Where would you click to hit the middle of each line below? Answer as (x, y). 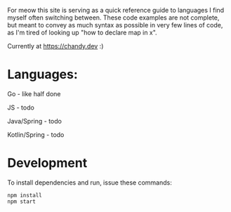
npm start (22, 201)
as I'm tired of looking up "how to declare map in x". (82, 32)
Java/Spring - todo (34, 121)
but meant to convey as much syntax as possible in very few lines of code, (115, 25)
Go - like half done (34, 93)
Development (47, 163)
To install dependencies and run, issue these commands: (90, 183)
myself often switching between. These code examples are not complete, (113, 18)
